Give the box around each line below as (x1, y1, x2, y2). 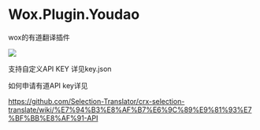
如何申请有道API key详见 (8, 80, 88, 90)
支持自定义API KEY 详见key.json (8, 64, 112, 73)
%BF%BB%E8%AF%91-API (8, 113, 98, 123)
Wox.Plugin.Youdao (8, 6, 140, 24)
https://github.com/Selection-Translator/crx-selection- (8, 96, 185, 106)
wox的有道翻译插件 (8, 32, 70, 42)
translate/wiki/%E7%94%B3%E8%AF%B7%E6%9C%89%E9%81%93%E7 (8, 105, 252, 114)
